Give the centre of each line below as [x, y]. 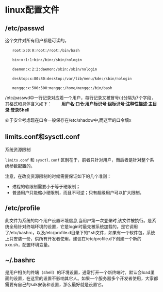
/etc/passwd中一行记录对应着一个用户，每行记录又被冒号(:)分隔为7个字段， [80, 98]
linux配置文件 [32, 10]
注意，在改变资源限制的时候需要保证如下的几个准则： [58, 176]
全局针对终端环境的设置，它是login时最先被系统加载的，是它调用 [73, 227]
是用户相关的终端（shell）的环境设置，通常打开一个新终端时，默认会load [78, 273]
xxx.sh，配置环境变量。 [29, 244]
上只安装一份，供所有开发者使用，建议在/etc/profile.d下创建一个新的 [73, 239]
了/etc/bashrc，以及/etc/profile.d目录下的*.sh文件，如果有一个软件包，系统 [80, 232]
